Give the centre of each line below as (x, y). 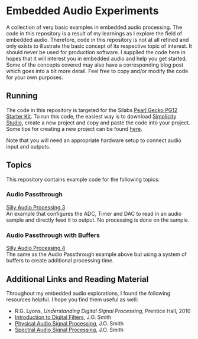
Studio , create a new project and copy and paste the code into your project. (98, 123)
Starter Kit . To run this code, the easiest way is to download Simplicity (91, 116)
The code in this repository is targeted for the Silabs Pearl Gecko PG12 (92, 110)
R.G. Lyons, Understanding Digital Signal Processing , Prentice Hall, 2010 (103, 311)
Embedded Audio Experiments (82, 11)
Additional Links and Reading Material (77, 279)
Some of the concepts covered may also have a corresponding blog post (95, 65)
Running (22, 96)
